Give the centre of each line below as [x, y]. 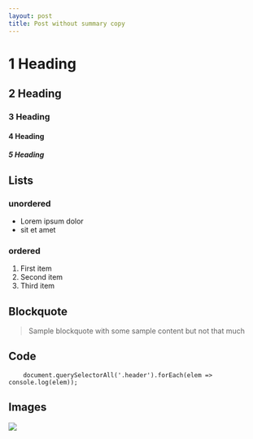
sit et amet [38, 229]
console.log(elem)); [44, 382]
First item [36, 268]
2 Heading [35, 94]
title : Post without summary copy [67, 24]
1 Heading [43, 64]
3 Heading [29, 117]
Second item [41, 277]
